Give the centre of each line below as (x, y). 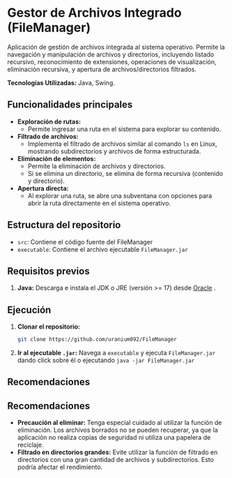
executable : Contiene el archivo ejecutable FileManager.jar (102, 249)
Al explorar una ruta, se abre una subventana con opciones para (120, 195)
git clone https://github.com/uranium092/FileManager (97, 340)
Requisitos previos (48, 271)
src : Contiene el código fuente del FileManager (85, 241)
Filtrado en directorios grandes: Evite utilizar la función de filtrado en (117, 452)
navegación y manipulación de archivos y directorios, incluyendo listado (111, 54)
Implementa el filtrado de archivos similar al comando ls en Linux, (122, 144)
